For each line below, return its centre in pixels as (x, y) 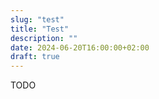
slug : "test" (37, 19)
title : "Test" (40, 29)
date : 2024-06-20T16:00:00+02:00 (80, 47)
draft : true (35, 57)
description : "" (44, 38)
